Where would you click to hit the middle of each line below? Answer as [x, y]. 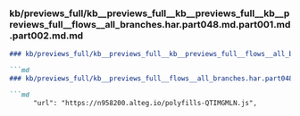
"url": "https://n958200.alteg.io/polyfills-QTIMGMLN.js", [145, 103]
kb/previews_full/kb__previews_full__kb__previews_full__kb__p [150, 13]
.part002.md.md [46, 36]
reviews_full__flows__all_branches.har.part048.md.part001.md [150, 24]
